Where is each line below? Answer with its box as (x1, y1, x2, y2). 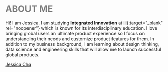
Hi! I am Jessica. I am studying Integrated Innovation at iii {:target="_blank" (5, 20, 163, 26)
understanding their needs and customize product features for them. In (5, 36, 154, 42)
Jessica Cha (5, 61, 32, 67)
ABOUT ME (5, 3, 53, 15)
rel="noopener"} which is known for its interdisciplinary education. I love (5, 25, 158, 31)
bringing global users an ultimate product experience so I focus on (5, 30, 145, 36)
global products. (5, 51, 40, 58)
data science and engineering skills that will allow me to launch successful (5, 46, 161, 52)
